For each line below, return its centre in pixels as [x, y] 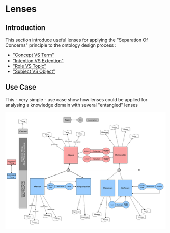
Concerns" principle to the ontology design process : [61, 45]
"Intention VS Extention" [38, 61]
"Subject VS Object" [34, 71]
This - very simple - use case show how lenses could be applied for [76, 99]
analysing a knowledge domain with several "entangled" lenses [72, 105]
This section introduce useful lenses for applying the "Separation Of [77, 40]
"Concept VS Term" [33, 55]
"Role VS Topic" [30, 66]
